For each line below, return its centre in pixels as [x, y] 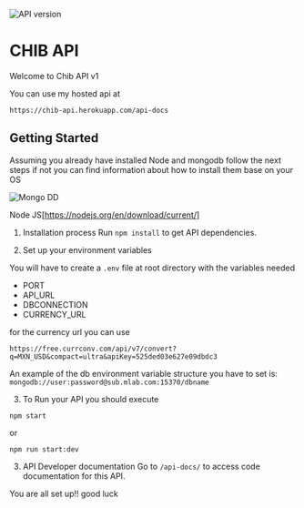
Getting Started [54, 138]
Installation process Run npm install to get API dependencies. [140, 232]
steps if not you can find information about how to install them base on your [152, 169]
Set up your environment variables [87, 249]
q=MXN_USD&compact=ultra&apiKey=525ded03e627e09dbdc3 [114, 356]
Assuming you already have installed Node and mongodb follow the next [146, 160]
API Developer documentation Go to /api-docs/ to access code [142, 466]
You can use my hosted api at [65, 93]
